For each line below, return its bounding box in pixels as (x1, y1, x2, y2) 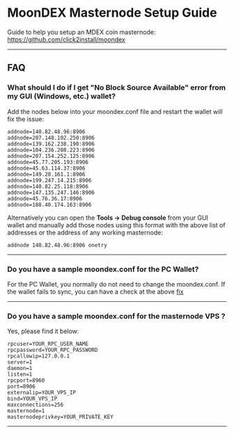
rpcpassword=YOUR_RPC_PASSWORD (7, 346, 98, 354)
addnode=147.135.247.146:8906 (7, 189, 95, 196)
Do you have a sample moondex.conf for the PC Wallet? (7, 264, 199, 274)
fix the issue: (7, 115, 44, 123)
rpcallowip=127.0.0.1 (7, 353, 70, 360)
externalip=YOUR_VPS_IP (7, 389, 77, 396)
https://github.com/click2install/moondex (7, 35, 125, 43)
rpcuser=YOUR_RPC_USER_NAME (7, 341, 89, 348)
